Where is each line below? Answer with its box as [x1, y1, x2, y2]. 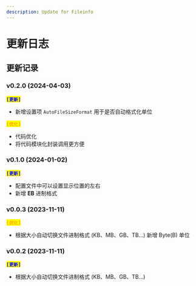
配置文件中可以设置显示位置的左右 [15, 182, 101, 189]
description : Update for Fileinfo [6, 9, 94, 15]
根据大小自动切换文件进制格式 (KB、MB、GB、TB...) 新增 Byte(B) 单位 [15, 231, 190, 239]
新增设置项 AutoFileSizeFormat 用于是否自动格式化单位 [15, 107, 153, 115]
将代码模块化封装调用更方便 [15, 140, 85, 148]
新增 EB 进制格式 [15, 189, 58, 197]
